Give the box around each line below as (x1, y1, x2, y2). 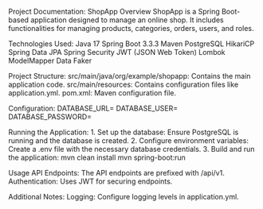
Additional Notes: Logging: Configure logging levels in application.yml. (8, 192, 239, 201)
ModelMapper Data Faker (8, 56, 92, 65)
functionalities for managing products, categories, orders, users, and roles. (8, 24, 254, 33)
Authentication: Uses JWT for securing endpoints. (8, 176, 173, 186)
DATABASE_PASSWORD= (8, 112, 92, 122)
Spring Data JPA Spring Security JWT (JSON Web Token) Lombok (8, 48, 226, 56)
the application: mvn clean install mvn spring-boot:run (8, 153, 186, 162)
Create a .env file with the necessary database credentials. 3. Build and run (8, 145, 255, 153)
